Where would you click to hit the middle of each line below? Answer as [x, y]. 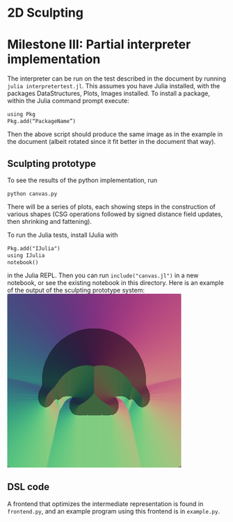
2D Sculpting [45, 13]
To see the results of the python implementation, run [82, 180]
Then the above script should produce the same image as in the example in [115, 134]
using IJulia [26, 255]
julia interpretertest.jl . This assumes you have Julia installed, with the [114, 86]
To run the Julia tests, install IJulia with [63, 235]
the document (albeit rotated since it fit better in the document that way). [112, 142]
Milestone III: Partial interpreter [99, 45]
